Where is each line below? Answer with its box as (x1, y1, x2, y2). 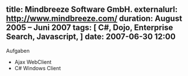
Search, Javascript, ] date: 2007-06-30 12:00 (6, 32, 176, 42)
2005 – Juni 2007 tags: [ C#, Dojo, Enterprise (6, 23, 173, 32)
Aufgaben (6, 47, 30, 54)
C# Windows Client (14, 64, 61, 71)
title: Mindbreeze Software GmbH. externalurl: (6, 5, 178, 15)
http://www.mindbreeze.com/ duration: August (6, 14, 183, 24)
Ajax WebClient (14, 58, 52, 66)
